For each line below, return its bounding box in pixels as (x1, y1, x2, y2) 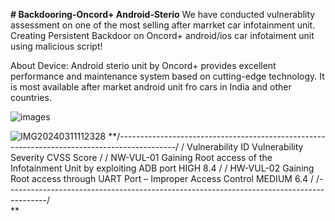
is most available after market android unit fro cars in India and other (10, 81, 292, 93)
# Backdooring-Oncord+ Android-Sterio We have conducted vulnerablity (10, 9, 316, 20)
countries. (10, 92, 52, 103)
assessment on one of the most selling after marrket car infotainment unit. (10, 19, 316, 31)
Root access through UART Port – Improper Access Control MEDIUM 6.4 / (10, 173, 315, 184)
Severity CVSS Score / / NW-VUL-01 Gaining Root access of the (10, 152, 273, 163)
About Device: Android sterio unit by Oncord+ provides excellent (10, 60, 277, 71)
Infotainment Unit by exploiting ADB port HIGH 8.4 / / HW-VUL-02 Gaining (10, 162, 315, 174)
